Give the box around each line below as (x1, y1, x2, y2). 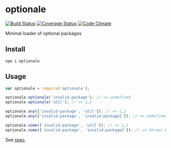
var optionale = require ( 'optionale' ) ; (5, 85, 90, 91)
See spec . (5, 136, 26, 143)
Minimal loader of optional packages (5, 30, 82, 36)
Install (5, 45, 25, 54)
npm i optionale (5, 58, 40, 64)
